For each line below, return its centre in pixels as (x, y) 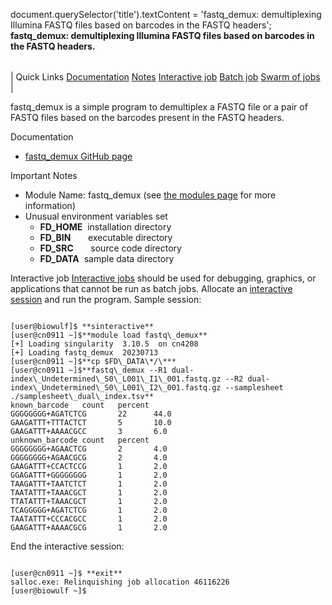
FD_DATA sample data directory (107, 258)
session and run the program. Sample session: (106, 299)
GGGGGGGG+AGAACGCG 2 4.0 (89, 458)
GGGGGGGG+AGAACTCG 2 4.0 (89, 449)
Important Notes (44, 175)
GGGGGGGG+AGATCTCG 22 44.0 (91, 414)
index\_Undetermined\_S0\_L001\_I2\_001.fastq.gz (116, 388)
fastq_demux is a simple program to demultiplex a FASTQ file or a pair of (159, 107)
